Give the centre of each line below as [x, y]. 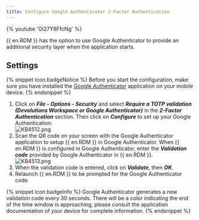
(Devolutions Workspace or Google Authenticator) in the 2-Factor [98, 111]
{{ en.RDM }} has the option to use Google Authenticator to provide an [93, 40]
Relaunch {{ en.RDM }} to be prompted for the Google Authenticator [98, 174]
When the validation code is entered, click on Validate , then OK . [94, 167]
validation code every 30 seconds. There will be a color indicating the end [97, 198]
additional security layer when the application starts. [71, 47]
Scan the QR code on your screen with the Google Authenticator [94, 136]
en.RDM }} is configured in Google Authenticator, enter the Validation [101, 149]
